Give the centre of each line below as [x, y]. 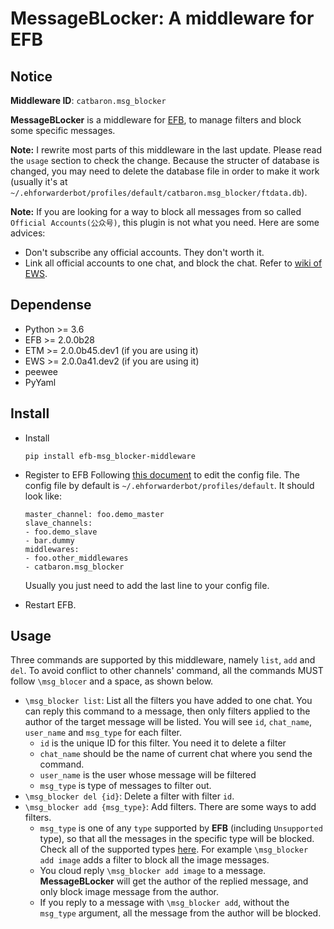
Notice [31, 76]
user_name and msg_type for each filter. [103, 733]
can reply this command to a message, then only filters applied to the [167, 711]
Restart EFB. [50, 604]
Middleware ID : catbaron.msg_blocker [88, 100]
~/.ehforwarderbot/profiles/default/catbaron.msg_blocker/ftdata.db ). [159, 192]
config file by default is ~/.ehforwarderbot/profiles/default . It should [169, 485]
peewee [41, 371]
